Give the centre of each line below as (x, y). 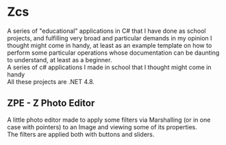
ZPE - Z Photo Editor (51, 103)
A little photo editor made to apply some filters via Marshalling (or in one (109, 120)
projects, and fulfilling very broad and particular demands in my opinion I (110, 38)
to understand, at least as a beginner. (60, 60)
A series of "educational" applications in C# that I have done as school (106, 31)
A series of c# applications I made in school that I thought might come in (109, 67)
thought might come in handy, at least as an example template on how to (110, 45)
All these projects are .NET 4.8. (51, 81)
